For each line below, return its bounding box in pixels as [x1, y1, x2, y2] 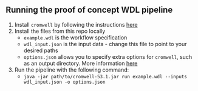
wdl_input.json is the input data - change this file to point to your [23, 40, 187, 47]
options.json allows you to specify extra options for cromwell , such [23, 53, 193, 60]
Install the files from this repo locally [14, 27, 106, 35]
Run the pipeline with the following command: [14, 66, 129, 73]
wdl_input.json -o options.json [23, 79, 106, 85]
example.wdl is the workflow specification [23, 33, 128, 41]
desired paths [23, 47, 58, 54]
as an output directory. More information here [23, 59, 138, 67]
